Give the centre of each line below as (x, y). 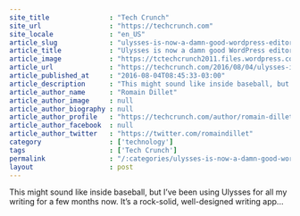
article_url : (62, 68)
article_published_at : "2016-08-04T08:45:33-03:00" (117, 76)
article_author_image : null (71, 100)
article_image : (62, 59)
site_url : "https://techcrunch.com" (112, 26)
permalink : (62, 158)
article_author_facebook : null (71, 126)
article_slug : (62, 42)
